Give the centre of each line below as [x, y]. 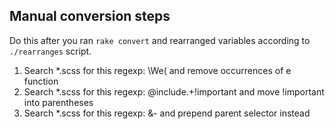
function [41, 81]
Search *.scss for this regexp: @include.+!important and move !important [174, 91]
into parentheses [58, 102]
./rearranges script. [50, 51]
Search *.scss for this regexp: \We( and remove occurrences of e [157, 70]
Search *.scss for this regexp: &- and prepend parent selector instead [167, 113]
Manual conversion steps [90, 16]
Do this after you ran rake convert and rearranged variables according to [160, 40]
